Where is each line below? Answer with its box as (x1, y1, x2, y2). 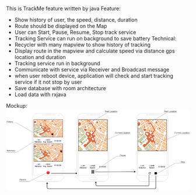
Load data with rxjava (14, 91, 66, 98)
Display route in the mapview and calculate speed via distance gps (14, 47, 175, 54)
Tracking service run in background (14, 60, 100, 67)
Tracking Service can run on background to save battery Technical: (14, 35, 177, 42)
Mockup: (6, 102, 27, 109)
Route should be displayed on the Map (14, 23, 107, 29)
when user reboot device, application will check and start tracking (14, 73, 174, 79)
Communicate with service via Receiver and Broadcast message (14, 66, 170, 73)
